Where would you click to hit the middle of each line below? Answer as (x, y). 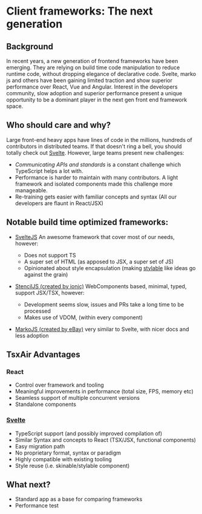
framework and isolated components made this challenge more (94, 184)
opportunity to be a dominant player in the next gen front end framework (97, 100)
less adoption (32, 336)
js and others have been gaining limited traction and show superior (89, 80)
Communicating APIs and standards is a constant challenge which (98, 164)
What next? (28, 485)
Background (30, 46)
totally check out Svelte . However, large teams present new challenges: (95, 152)
